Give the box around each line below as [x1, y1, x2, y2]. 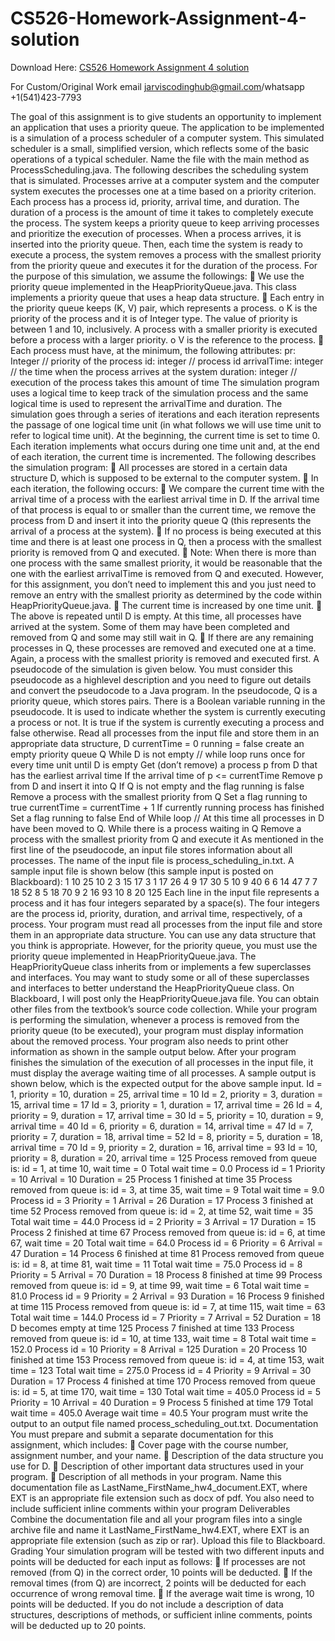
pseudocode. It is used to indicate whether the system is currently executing [10, 705, 326, 717]
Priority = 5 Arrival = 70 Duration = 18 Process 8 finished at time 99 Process [10, 1268, 323, 1281]
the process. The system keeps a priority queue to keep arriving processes [10, 217, 320, 229]
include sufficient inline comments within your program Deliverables [10, 1502, 291, 1514]
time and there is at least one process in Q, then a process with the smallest [10, 535, 322, 547]
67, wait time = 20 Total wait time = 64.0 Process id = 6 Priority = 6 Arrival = [10, 1237, 324, 1249]
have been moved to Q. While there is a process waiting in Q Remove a [10, 822, 302, 834]
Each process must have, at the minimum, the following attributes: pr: [10, 344, 297, 356]
